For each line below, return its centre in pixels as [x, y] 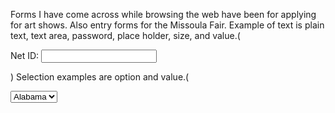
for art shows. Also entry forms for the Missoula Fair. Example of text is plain [167, 25]
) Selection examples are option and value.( [100, 77]
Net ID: [25, 55]
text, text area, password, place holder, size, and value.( [125, 35]
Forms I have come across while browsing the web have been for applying [163, 14]
